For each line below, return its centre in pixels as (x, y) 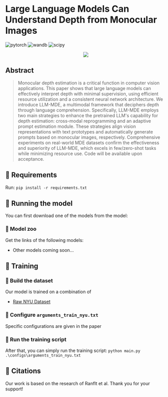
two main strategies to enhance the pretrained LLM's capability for (88, 115)
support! (14, 389)
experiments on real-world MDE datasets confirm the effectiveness (88, 142)
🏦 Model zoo (21, 229)
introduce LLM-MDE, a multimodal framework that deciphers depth (88, 104)
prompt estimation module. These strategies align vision (77, 126)
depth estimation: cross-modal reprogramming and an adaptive (85, 121)
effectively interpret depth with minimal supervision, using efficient (88, 94)
